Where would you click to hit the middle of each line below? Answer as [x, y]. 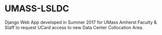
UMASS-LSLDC [37, 9]
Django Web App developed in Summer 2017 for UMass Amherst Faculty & [81, 22]
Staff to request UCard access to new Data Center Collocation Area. [74, 27]
